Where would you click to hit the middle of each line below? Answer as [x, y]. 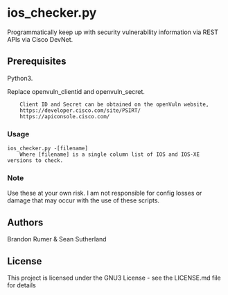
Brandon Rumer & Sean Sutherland [57, 239]
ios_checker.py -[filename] [48, 149]
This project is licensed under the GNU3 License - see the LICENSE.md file [114, 278]
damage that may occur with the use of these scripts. [84, 200]
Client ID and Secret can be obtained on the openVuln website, [114, 104]
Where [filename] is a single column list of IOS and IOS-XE [109, 154]
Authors [25, 222]
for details [21, 285]
